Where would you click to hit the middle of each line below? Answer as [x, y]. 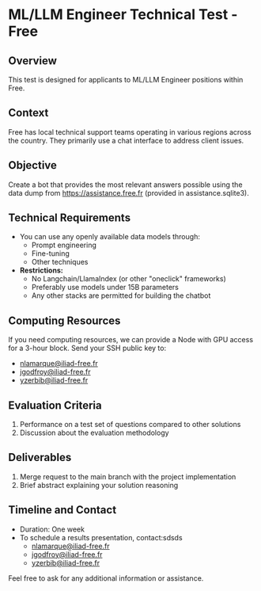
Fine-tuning [50, 254]
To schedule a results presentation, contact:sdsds [101, 537]
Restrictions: [41, 270]
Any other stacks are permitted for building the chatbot [121, 295]
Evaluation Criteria [55, 405]
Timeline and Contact [62, 510]
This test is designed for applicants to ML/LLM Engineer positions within [126, 80]
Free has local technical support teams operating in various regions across [130, 132]
